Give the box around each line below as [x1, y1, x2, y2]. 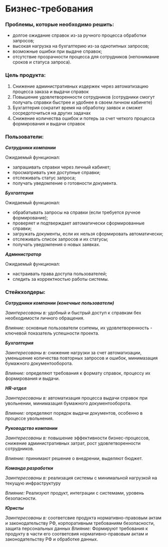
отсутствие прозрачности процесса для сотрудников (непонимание [12, 54, 159, 60]
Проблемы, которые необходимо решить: [5, 21, 114, 28]
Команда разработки [5, 465, 54, 471]
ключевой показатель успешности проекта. [5, 330, 99, 336]
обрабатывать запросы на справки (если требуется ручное [12, 209, 141, 215]
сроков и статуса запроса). [12, 59, 72, 65]
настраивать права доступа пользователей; [12, 271, 107, 277]
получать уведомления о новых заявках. [12, 242, 100, 248]
